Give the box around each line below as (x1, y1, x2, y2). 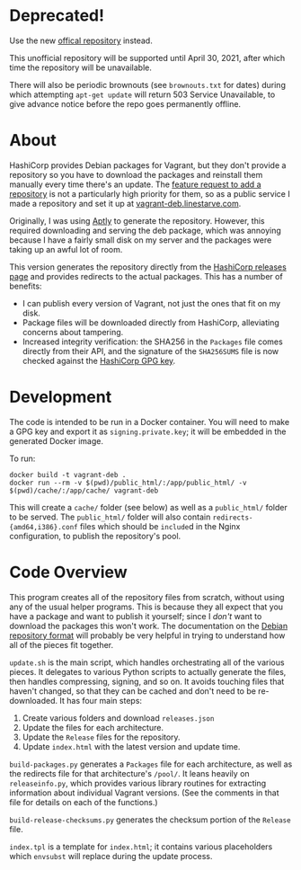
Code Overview (9, 563, 128, 582)
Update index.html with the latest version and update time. (22, 741, 241, 751)
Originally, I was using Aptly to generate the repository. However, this (9, 215, 265, 226)
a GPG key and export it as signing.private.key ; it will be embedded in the (9, 426, 287, 437)
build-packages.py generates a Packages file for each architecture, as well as (9, 759, 293, 769)
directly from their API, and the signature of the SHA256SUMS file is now (22, 345, 279, 356)
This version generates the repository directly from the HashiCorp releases (9, 262, 288, 272)
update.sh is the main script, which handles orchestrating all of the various (9, 657, 285, 668)
